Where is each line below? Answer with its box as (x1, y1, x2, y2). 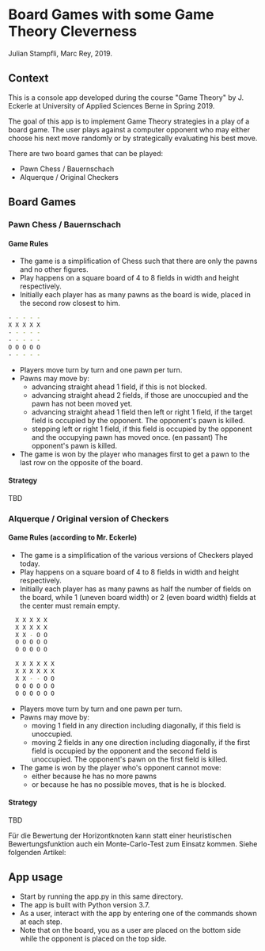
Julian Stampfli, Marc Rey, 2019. (8, 48, 113, 58)
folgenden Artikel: (8, 847, 66, 857)
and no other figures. (19, 265, 89, 274)
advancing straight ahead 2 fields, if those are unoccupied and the (31, 390, 249, 399)
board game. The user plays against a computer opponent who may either (8, 124, 251, 134)
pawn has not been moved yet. (31, 399, 133, 408)
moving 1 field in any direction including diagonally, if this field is (31, 720, 241, 730)
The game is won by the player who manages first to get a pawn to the (19, 449, 251, 459)
